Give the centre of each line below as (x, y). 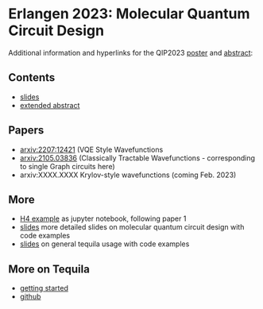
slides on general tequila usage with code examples (104, 244)
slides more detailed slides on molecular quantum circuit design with (132, 227)
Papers (26, 131)
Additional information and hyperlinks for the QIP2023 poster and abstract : (131, 52)
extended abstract (50, 105)
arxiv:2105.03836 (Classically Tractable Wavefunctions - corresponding (137, 158)
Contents (32, 77)
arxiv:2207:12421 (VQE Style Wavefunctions (91, 149)
